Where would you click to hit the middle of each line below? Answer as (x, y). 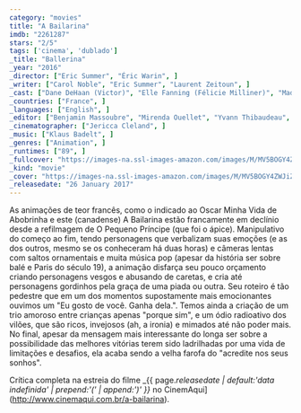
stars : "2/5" (34, 43)
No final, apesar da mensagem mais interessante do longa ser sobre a (138, 334)
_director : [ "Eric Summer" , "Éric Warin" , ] (94, 76)
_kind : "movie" (38, 168)
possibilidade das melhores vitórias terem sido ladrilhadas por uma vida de (147, 344)
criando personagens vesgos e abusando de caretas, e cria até (126, 277)
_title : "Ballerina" (48, 59)
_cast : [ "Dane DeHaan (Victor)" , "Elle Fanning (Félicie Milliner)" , (142, 92)
